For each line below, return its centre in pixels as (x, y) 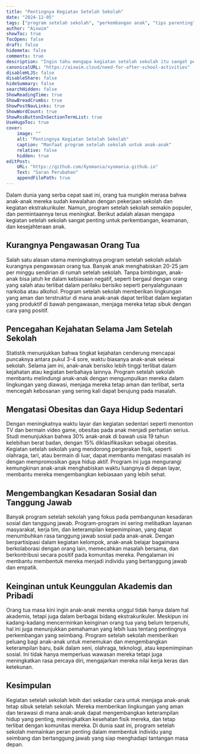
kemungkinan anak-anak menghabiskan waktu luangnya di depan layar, (94, 468)
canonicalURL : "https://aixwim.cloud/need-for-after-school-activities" (98, 67)
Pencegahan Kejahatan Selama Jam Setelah (89, 329)
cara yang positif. (27, 310)
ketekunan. (20, 667)
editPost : (18, 162)
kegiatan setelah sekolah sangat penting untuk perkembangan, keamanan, (97, 220)
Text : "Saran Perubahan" (48, 173)
